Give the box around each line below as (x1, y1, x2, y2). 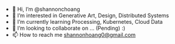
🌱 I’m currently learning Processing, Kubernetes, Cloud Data (12, 18, 163, 25)
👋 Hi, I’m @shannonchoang (12, 6, 80, 12)
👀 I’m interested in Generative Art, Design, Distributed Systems (12, 12, 169, 19)
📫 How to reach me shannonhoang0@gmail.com (12, 32, 136, 38)
